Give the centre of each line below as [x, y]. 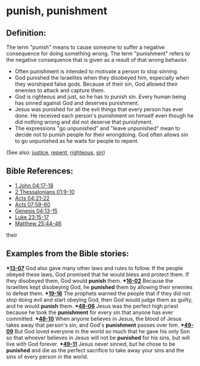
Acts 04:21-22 [32, 198]
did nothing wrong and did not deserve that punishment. [84, 122]
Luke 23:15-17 [32, 217]
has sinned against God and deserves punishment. [77, 103]
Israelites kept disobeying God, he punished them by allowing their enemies [99, 287]
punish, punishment [57, 11]
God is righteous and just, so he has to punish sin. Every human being [100, 97]
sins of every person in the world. [47, 356]
